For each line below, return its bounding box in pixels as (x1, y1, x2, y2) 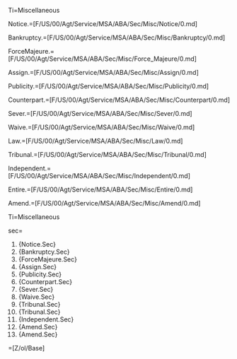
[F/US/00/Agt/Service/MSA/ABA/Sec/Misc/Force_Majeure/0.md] (8, 54, 197, 63)
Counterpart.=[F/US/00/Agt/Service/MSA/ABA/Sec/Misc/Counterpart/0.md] (8, 95, 231, 104)
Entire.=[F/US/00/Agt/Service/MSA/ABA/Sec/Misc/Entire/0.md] (8, 185, 193, 194)
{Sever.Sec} (18, 286, 54, 293)
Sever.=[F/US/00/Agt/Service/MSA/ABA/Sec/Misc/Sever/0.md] (8, 110, 193, 117)
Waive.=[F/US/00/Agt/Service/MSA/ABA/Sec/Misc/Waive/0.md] (8, 123, 195, 131)
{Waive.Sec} (18, 293, 55, 301)
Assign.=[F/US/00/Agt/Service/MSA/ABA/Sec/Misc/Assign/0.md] (8, 69, 199, 76)
